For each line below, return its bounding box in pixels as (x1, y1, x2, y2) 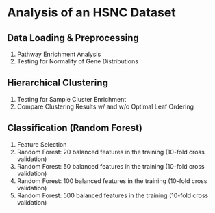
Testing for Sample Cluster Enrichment (16, 95, 127, 103)
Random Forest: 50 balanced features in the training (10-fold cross (16, 162, 205, 170)
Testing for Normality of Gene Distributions (16, 57, 139, 66)
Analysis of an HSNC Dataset (7, 5, 176, 20)
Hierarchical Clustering (7, 77, 108, 89)
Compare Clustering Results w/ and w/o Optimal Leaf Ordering (16, 102, 194, 111)
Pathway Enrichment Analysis (16, 50, 101, 58)
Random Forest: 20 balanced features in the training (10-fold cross (16, 147, 205, 156)
